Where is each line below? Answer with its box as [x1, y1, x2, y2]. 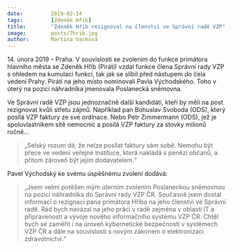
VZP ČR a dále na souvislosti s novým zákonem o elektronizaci [24, 227, 204, 236]
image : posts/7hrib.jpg [7, 29, 98, 37]
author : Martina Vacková [7, 36, 98, 43]
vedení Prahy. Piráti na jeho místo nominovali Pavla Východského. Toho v [7, 77, 217, 86]
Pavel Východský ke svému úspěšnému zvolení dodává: [7, 170, 168, 178]
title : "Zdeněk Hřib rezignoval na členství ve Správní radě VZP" [7, 23, 226, 30]
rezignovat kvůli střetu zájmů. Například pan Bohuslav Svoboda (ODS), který [7, 106, 226, 114]
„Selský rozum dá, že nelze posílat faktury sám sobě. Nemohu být [24, 141, 214, 150]
